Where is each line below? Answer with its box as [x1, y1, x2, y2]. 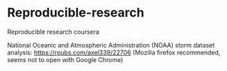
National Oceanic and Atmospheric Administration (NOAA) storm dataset [7, 41, 215, 49]
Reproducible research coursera [7, 28, 99, 36]
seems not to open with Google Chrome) [7, 55, 124, 63]
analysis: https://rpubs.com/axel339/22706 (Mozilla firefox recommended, [7, 48, 221, 57]
